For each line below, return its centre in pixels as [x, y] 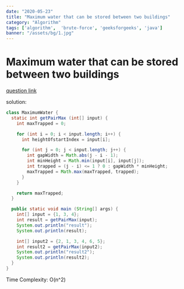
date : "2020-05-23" [30, 11]
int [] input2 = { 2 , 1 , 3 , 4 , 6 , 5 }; [61, 241]
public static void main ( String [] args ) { [65, 209]
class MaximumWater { [32, 113]
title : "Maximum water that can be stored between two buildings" [88, 17]
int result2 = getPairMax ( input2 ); [60, 247]
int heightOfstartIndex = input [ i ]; [66, 140]
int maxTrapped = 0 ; [41, 123]
